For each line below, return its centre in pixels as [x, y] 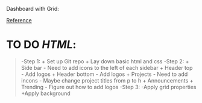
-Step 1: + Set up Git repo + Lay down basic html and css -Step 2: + [105, 61]
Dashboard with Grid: [33, 9]
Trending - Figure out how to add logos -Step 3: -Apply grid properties [109, 87]
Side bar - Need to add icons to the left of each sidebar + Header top [107, 67]
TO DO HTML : [41, 45]
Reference [19, 20]
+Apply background [46, 93]
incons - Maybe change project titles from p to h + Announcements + [107, 80]
